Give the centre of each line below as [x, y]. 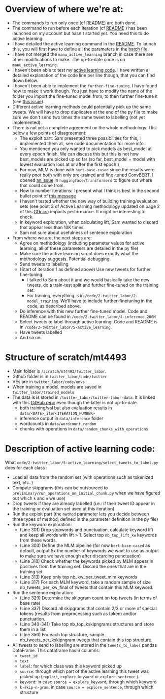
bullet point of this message [48, 195]
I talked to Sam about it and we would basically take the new [88, 279]
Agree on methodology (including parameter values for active [82, 243]
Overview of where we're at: [64, 9]
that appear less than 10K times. [52, 227]
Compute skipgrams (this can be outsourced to [60, 488]
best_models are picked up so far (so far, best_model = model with [87, 159]
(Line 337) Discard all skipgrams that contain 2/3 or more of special [88, 608]
